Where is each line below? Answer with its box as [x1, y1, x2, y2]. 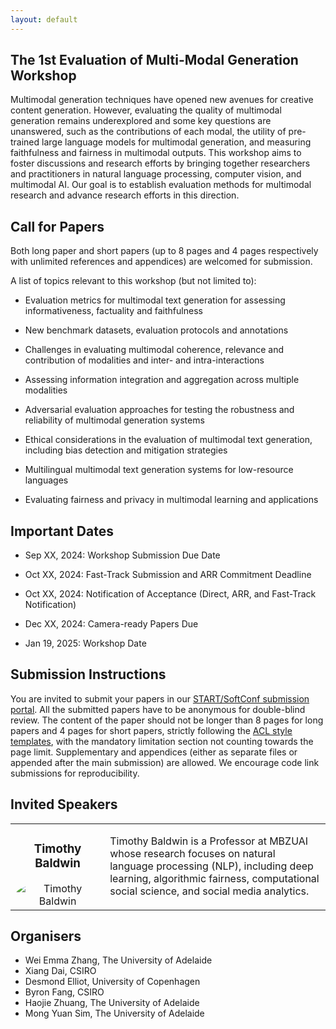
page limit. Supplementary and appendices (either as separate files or [10, 746, 298, 758]
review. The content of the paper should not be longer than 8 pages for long [10, 714, 324, 726]
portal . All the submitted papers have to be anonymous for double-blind [10, 703, 306, 715]
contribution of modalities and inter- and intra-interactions [24, 354, 265, 366]
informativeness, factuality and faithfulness [24, 305, 203, 317]
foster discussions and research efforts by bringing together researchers [10, 157, 311, 170]
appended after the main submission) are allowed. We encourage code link [10, 756, 320, 768]
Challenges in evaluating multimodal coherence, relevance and [24, 344, 285, 356]
